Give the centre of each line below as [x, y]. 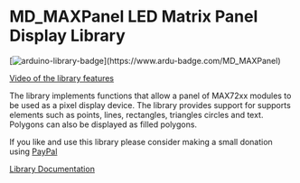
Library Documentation [52, 169]
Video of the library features [62, 78]
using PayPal [33, 151]
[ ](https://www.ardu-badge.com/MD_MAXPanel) [145, 60]
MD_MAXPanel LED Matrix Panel [134, 17]
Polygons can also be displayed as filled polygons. [103, 124]
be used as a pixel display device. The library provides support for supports [150, 105]
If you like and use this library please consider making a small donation [141, 142]
